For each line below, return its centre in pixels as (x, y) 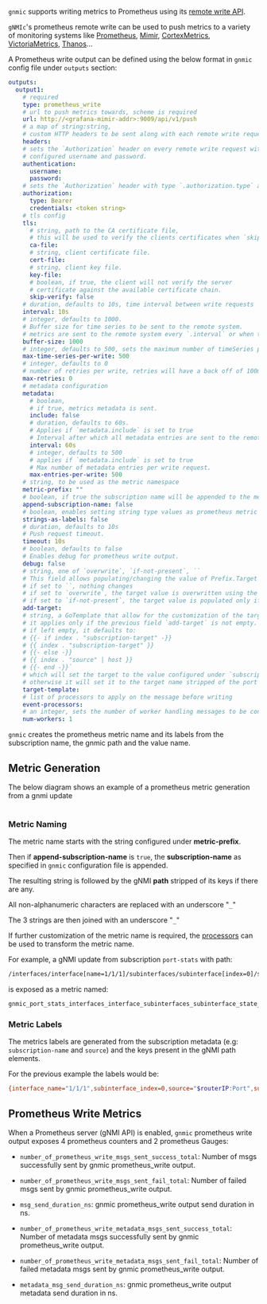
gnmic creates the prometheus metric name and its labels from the (116, 734)
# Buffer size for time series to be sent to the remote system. (133, 327)
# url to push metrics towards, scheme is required (110, 112)
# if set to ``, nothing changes (78, 586)
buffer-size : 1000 (53, 342)
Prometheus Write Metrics (75, 1113)
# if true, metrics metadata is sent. (93, 408)
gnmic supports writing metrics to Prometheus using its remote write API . (127, 12)
